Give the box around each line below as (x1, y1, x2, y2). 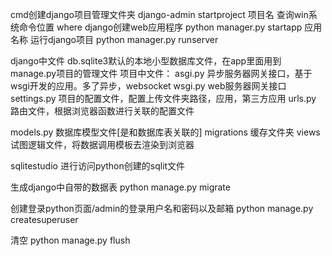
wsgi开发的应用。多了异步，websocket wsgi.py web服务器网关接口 (10, 80, 287, 92)
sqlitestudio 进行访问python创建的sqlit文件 (10, 160, 186, 172)
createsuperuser (10, 214, 79, 225)
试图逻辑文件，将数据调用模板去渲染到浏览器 (10, 139, 195, 150)
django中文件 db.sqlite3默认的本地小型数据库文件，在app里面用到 (10, 55, 282, 67)
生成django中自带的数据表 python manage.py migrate (10, 181, 231, 193)
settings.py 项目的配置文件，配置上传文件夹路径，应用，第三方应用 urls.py (10, 93, 317, 104)
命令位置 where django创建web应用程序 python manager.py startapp (18, 21, 303, 33)
